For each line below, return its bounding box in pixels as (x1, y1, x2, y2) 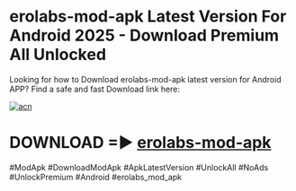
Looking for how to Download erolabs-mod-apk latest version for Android (9, 74, 282, 84)
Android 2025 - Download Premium (9, 25, 280, 46)
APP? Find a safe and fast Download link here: (9, 83, 180, 94)
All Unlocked (9, 45, 106, 65)
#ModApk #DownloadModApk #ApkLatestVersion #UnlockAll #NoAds (9, 161, 269, 172)
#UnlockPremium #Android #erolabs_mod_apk (9, 171, 183, 182)
